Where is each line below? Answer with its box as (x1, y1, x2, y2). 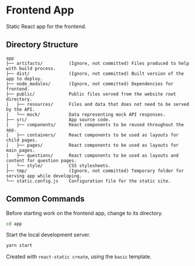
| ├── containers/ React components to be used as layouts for (6, 132, 179, 138)
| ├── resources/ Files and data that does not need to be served (6, 101, 190, 107)
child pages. (6, 137, 38, 143)
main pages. (6, 147, 35, 153)
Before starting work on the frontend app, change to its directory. (6, 209, 163, 216)
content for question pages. (6, 157, 77, 164)
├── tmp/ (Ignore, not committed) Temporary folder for (6, 168, 184, 174)
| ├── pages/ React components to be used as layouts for (6, 142, 179, 148)
